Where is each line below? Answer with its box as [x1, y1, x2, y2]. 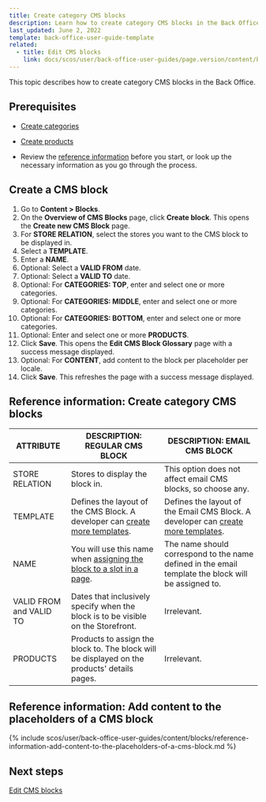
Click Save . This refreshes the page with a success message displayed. [20, 372, 255, 382]
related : [9, 41, 38, 49]
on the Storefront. [70, 621, 137, 632]
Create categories [20, 121, 80, 130]
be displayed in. [20, 238, 73, 247]
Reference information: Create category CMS [9, 394, 237, 408]
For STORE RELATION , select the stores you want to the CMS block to [20, 229, 249, 239]
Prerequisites [9, 100, 77, 114]
